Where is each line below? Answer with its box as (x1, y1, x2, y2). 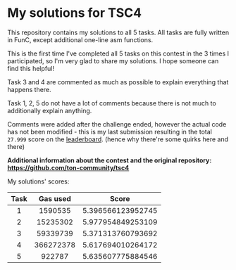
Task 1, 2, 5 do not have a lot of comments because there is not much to (7, 98, 216, 107)
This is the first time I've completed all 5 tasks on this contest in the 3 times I (7, 49, 230, 58)
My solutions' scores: (7, 177, 70, 186)
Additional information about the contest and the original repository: (7, 156, 212, 165)
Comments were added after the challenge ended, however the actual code (7, 120, 227, 128)
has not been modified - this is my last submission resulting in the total (7, 127, 213, 136)
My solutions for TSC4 (7, 5, 142, 21)
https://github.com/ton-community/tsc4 (7, 163, 130, 172)
